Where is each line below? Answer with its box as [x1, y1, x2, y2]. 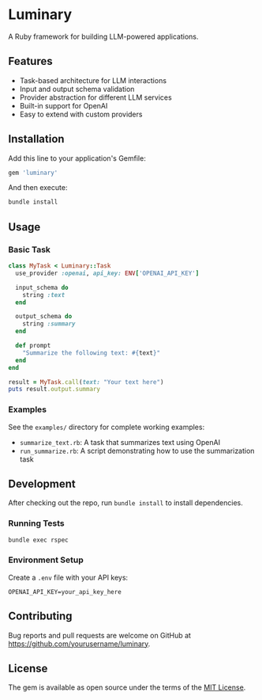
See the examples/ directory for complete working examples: [8, 422, 205, 432]
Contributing [8, 610, 73, 623]
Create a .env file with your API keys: [8, 573, 129, 582]
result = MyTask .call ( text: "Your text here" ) [8, 378, 164, 386]
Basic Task [8, 244, 51, 255]
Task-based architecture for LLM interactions [19, 75, 167, 85]
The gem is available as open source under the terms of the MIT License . [8, 683, 246, 692]
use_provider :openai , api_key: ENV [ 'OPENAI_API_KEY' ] [15, 269, 200, 277]
